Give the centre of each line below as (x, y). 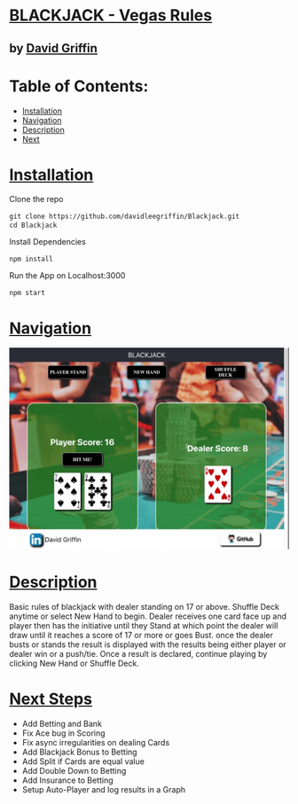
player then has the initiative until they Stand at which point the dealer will (144, 626)
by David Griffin (53, 48)
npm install (31, 259)
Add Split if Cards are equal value (83, 761)
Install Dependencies (47, 242)
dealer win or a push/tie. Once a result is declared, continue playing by (138, 654)
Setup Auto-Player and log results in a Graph (104, 789)
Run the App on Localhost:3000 (67, 276)
